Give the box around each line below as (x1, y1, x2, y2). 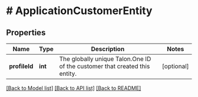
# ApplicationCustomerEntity (6, 4, 153, 18)
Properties (6, 28, 46, 38)
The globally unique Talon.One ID (59, 55, 151, 63)
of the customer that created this (59, 62, 150, 70)
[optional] (161, 62, 189, 70)
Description (91, 45, 125, 53)
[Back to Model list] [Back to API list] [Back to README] (6, 85, 141, 92)
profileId (9, 62, 34, 70)
